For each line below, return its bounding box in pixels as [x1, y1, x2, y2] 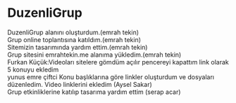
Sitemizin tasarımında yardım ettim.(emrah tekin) [7, 43, 148, 51]
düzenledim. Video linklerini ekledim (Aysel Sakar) [7, 80, 153, 88]
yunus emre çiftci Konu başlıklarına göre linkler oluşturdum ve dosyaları [7, 72, 215, 81]
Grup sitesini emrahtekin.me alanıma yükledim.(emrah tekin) [7, 50, 182, 59]
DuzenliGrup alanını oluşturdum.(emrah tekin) [7, 28, 139, 36]
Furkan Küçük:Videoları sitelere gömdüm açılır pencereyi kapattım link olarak [7, 57, 229, 66]
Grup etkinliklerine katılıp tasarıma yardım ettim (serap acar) [7, 88, 181, 96]
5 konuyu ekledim [7, 65, 59, 74]
